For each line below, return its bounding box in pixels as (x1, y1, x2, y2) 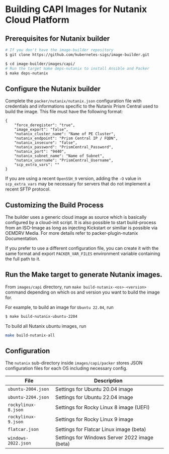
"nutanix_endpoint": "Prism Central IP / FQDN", (14, 136, 118, 141)
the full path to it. (5, 256, 41, 262)
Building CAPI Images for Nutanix (5, 4, 147, 15)
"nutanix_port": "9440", (14, 149, 66, 154)
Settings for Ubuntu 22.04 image (55, 394, 133, 401)
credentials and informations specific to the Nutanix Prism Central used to (5, 103, 158, 109)
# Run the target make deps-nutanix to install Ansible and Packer (5, 66, 150, 71)
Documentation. (5, 235, 39, 241)
